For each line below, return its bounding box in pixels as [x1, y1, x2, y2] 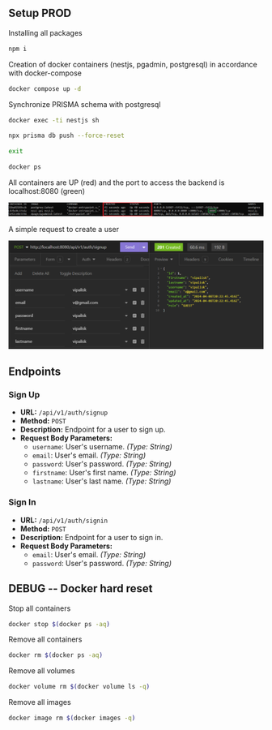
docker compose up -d [8, 84, 82, 92]
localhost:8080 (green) [8, 187, 86, 196]
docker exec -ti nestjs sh [8, 116, 100, 124]
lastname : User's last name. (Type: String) [32, 476, 172, 486]
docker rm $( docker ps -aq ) [8, 651, 104, 659]
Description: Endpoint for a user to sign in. [19, 532, 164, 542]
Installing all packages [8, 28, 83, 37]
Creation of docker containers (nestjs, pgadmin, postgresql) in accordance [8, 59, 257, 69]
